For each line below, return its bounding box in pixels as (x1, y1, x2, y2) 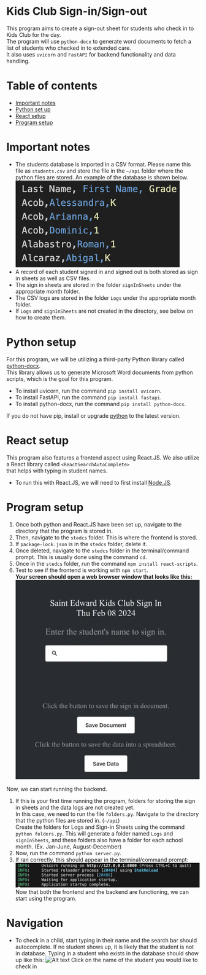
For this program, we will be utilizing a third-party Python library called (6, 355, 185, 363)
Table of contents (6, 79, 98, 93)
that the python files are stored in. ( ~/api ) (15, 816, 120, 824)
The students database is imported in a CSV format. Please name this (15, 160, 191, 168)
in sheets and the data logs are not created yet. (15, 804, 135, 811)
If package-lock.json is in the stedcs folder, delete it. (15, 540, 147, 547)
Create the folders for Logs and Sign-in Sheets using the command (15, 823, 185, 831)
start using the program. (15, 895, 77, 903)
